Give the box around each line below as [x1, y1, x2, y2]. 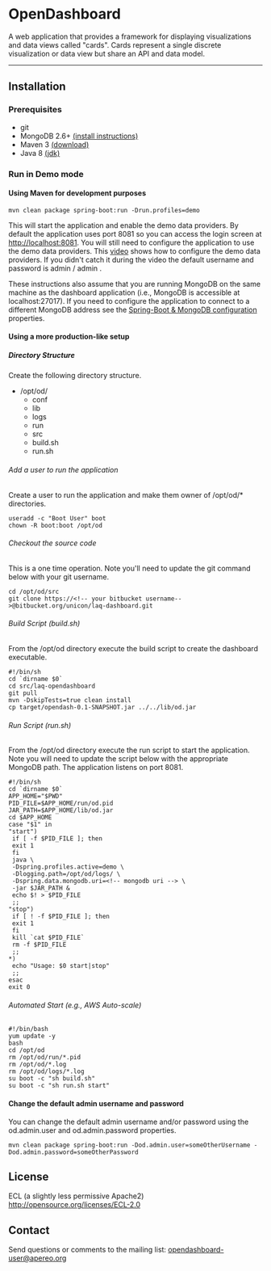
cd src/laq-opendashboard [8, 682, 95, 690]
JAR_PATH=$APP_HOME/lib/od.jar [8, 806, 114, 814]
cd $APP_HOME [8, 814, 52, 822]
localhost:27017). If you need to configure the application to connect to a [8, 296, 250, 305]
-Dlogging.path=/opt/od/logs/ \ [11, 870, 121, 878]
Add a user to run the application [8, 465, 119, 474]
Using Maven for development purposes [8, 188, 147, 198]
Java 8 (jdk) [19, 148, 60, 158]
